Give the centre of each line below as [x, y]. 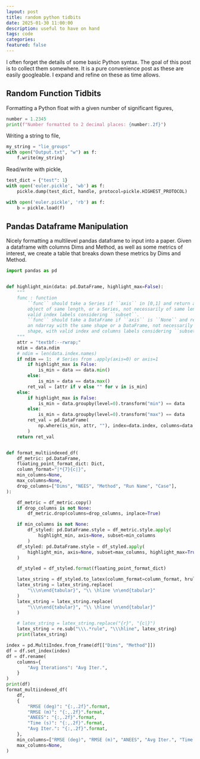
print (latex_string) [42, 635]
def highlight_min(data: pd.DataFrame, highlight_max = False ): [85, 287]
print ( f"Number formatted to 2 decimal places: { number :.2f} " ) [86, 124]
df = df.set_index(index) [38, 651]
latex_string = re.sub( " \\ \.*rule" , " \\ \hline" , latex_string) [97, 629]
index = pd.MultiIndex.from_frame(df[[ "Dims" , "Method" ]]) [81, 645]
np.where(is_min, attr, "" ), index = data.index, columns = [110, 426]
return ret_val [36, 437]
